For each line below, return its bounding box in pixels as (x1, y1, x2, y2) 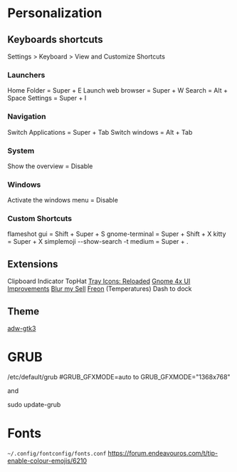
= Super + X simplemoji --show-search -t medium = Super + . (7, 237, 189, 246)
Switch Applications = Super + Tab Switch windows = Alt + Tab (7, 128, 193, 136)
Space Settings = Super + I (7, 94, 87, 103)
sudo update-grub (7, 401, 61, 409)
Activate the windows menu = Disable (7, 196, 119, 205)
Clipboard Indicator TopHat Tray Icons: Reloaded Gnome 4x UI (7, 277, 191, 286)
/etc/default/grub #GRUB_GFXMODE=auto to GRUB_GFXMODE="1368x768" (7, 373, 231, 381)
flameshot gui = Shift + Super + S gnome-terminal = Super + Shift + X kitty (7, 230, 226, 238)
